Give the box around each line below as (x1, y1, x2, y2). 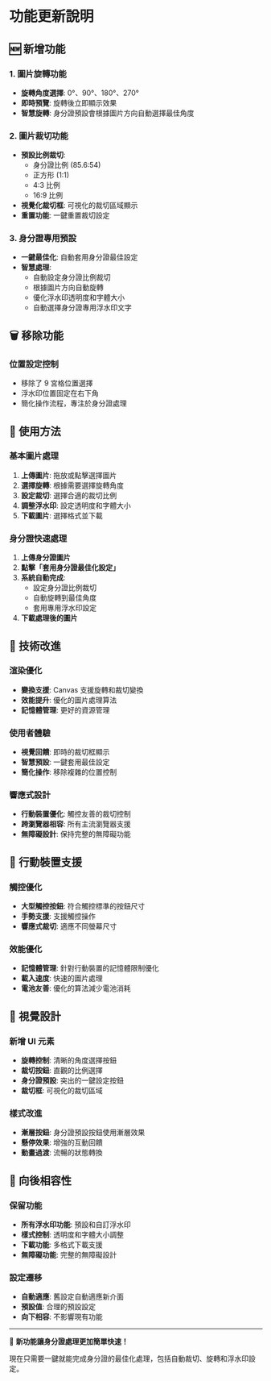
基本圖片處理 (9, 451, 60, 462)
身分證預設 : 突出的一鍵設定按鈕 (20, 1075, 124, 1085)
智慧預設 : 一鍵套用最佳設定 (20, 757, 110, 767)
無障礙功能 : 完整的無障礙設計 (20, 1250, 117, 1260)
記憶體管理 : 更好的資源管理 (20, 705, 110, 714)
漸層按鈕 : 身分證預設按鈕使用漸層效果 (20, 1128, 146, 1138)
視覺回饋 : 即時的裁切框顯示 (20, 747, 110, 757)
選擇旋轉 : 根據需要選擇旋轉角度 (20, 480, 124, 490)
